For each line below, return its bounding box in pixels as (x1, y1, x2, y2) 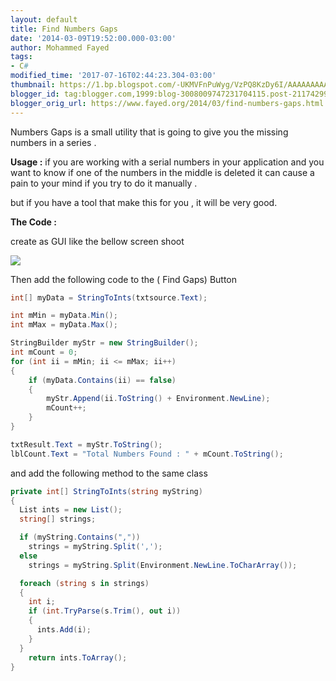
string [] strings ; (19, 514, 97, 525)
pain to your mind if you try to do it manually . (10, 177, 198, 189)
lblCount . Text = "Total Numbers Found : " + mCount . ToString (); (10, 449, 284, 459)
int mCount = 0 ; (10, 347, 78, 357)
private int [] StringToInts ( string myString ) (10, 486, 203, 496)
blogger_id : (10, 89, 60, 99)
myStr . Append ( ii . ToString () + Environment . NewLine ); (46, 394, 271, 404)
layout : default (10, 14, 78, 25)
